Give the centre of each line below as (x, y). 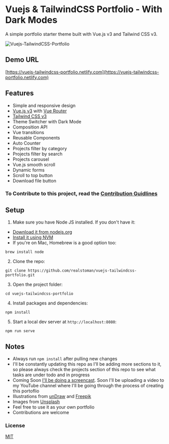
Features (19, 93)
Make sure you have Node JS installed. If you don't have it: (74, 222)
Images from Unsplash (36, 402)
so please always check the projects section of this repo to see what (84, 370)
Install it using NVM (33, 237)
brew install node (25, 252)
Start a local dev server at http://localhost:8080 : (65, 322)
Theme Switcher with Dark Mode (47, 121)
